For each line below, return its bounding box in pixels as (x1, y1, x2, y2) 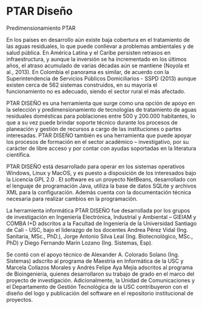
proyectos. (6, 296, 33, 303)
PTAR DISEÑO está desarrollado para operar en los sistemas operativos (6, 163, 185, 170)
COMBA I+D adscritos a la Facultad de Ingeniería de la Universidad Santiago (6, 220, 197, 227)
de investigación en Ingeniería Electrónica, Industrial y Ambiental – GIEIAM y (6, 213, 197, 220)
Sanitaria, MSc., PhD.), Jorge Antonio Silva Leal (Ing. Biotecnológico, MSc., (6, 233, 193, 240)
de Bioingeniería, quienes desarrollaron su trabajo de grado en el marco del (6, 270, 195, 277)
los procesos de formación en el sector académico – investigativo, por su (6, 138, 189, 145)
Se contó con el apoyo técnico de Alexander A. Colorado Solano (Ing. (6, 251, 180, 258)
